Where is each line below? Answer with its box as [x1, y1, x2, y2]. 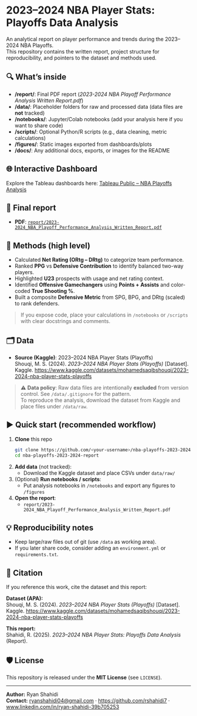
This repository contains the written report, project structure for [6, 48, 160, 55]
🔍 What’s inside [6, 72, 66, 82]
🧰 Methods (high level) [6, 241, 91, 251]
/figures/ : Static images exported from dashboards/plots [14, 141, 152, 148]
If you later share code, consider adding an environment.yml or [14, 545, 166, 552]
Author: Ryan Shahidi [6, 691, 59, 698]
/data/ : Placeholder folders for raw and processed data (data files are [14, 103, 183, 110]
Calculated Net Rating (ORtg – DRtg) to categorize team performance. [14, 257, 184, 264]
